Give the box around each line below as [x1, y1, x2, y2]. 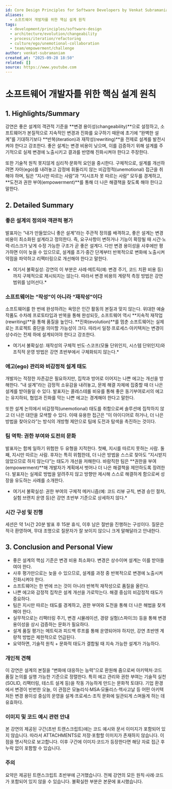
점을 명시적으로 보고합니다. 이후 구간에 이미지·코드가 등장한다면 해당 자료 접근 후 [5, 739, 165, 745]
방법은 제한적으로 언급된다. [22, 634, 76, 640]
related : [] [5, 60, 31, 65]
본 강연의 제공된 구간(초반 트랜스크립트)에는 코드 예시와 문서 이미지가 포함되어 [5, 726, 160, 732]
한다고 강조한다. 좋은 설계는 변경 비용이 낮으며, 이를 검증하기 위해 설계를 [14, 143, 158, 149]
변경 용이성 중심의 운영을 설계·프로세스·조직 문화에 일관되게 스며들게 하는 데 [14, 693, 165, 699]
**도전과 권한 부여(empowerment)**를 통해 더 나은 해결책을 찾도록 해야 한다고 [5, 179, 163, 185]
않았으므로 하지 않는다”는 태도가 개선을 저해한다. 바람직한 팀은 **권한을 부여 [5, 458, 157, 464]
